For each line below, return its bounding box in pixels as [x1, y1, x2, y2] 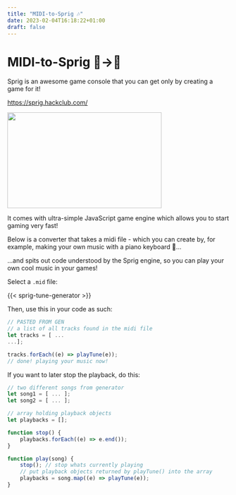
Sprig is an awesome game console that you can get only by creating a [7, 77, 213, 85]
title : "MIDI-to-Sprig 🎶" [7, 10, 83, 18]
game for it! [7, 85, 41, 93]
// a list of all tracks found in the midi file [7, 326, 153, 333]
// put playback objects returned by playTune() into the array [20, 468, 213, 475]
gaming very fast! [7, 222, 58, 230]
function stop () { [7, 429, 61, 436]
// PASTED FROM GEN [7, 318, 65, 326]
